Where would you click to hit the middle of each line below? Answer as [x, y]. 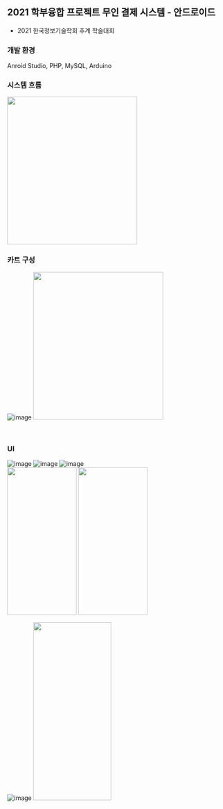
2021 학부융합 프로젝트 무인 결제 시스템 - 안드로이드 [111, 12]
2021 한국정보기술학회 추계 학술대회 [66, 31]
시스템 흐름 [25, 85]
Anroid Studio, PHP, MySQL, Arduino [60, 66]
